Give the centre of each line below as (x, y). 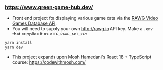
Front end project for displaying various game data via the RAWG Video (85, 18)
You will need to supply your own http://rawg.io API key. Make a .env (82, 29)
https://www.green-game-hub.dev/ (49, 7)
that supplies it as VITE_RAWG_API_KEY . (50, 34)
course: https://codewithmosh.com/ (49, 62)
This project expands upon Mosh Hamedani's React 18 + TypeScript (82, 57)
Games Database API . (34, 23)
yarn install (19, 43)
